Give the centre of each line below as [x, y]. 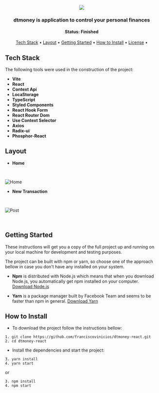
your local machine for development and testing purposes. [64, 252]
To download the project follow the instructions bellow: [67, 328]
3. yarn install [21, 359]
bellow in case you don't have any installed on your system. [65, 266]
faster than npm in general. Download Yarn [55, 301]
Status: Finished [82, 32]
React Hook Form [30, 110]
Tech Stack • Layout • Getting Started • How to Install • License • [82, 42]
